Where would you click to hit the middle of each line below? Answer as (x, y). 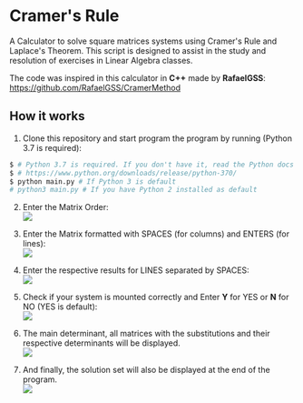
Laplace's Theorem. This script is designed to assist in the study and (138, 50)
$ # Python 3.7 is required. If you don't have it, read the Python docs (152, 165)
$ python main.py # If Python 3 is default (93, 181)
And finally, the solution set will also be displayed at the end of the (146, 370)
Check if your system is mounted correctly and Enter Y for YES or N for (156, 297)
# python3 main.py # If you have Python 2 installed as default (133, 190)
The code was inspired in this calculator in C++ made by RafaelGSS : (137, 77)
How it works (47, 116)
